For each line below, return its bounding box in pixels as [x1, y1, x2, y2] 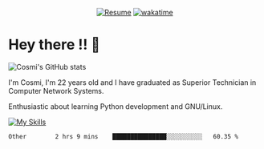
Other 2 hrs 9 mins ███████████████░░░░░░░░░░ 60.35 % [8, 132, 239, 140]
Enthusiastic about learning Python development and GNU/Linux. [8, 101, 223, 111]
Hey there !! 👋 [8, 36, 100, 54]
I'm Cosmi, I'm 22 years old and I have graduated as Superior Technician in [8, 77, 257, 87]
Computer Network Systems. [8, 86, 104, 95]
